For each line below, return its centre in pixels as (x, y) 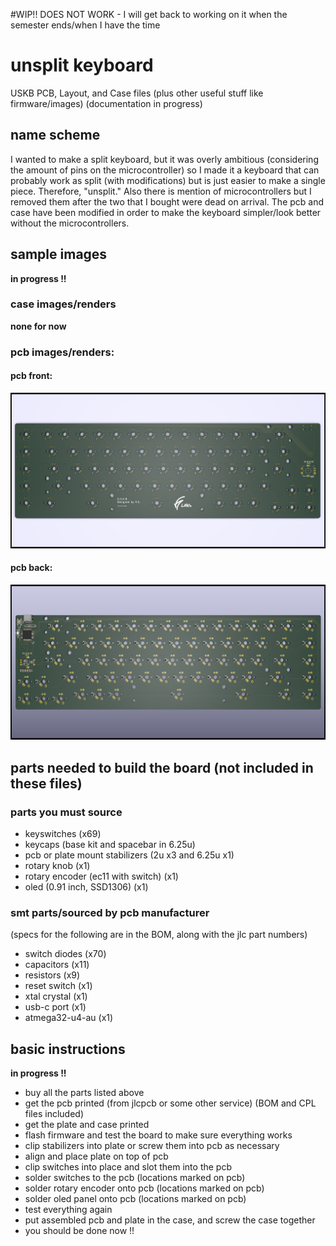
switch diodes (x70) (65, 954)
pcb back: (31, 568)
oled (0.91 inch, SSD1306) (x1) (86, 886)
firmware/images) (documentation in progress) (106, 103)
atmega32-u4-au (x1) (69, 1018)
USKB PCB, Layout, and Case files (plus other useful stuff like (137, 93)
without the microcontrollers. (70, 223)
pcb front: (31, 376)
